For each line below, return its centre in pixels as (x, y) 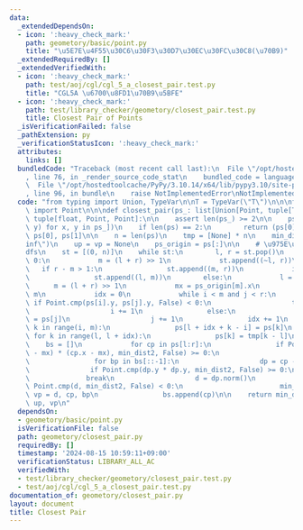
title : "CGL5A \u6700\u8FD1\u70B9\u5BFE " (104, 93)
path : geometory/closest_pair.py (80, 437)
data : (19, 18)
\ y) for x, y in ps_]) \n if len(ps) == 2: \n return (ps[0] (161, 227)
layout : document (42, 504)
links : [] (44, 160)
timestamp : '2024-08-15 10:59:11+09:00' (94, 453)
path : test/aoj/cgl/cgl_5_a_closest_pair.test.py (121, 85)
